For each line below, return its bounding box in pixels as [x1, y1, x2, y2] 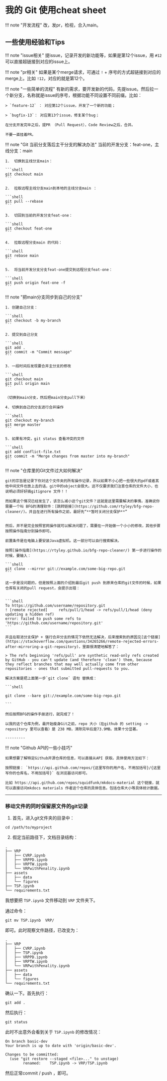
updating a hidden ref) [5, 612, 55, 617]
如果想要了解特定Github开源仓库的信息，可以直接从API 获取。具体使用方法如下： [5, 756, 150, 761]
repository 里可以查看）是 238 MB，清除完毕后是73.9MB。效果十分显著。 [5, 727, 140, 732]
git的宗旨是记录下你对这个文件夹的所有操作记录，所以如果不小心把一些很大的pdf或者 [5, 478, 156, 483]
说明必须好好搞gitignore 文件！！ [5, 489, 69, 494]
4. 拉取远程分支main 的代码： [5, 240, 63, 245]
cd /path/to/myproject [5, 825, 52, 830]
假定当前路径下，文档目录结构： [12, 834, 78, 840]
